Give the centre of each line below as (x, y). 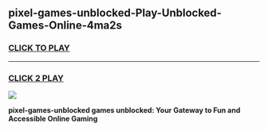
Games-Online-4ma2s (65, 26)
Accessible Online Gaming (53, 118)
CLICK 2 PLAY (36, 78)
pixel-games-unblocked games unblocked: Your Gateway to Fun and (124, 110)
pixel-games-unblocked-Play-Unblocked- (115, 13)
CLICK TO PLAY (39, 48)
